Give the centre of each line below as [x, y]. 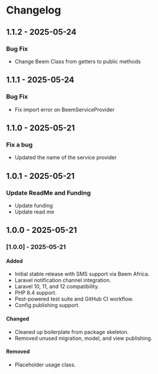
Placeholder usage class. [45, 365]
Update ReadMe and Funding [49, 193]
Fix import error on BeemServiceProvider [65, 109]
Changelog [34, 10]
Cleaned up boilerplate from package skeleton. [72, 332]
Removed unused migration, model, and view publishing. [83, 338]
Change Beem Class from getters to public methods [78, 61]
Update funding [34, 205]
